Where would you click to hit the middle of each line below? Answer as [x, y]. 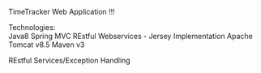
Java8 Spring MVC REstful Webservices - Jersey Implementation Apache [130, 36]
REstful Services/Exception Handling [70, 60]
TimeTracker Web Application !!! [62, 12]
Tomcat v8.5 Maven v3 [47, 45]
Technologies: [32, 27]
